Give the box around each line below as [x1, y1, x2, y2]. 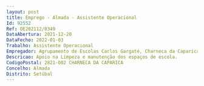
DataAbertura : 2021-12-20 [6, 31, 72, 38]
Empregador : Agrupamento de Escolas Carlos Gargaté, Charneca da [6, 48, 175, 55]
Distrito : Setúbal [6, 71, 53, 77]
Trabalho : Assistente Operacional [6, 43, 94, 49]
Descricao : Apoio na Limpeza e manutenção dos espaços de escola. [6, 54, 178, 60]
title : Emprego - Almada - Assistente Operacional [6, 15, 137, 21]
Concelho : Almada [6, 65, 50, 71]
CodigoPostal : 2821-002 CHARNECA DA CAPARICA [6, 59, 123, 65]
